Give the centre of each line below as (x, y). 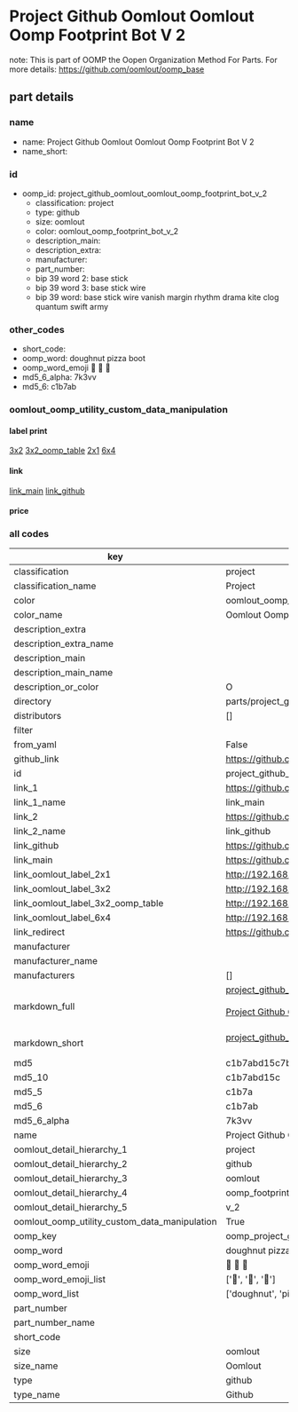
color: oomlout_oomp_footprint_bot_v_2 (107, 231)
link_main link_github (47, 491)
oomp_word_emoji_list (60, 1280)
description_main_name (63, 673)
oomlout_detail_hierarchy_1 (71, 1149)
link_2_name (40, 832)
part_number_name (54, 1322)
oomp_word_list (47, 1294)
